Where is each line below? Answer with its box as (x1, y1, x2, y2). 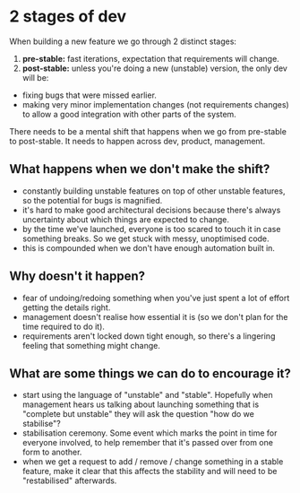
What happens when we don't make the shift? (9, 161, 270, 177)
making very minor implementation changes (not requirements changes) (21, 99, 289, 109)
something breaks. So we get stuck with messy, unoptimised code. (21, 233, 270, 244)
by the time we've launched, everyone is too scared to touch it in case (21, 223, 281, 234)
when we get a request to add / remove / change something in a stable (21, 456, 284, 467)
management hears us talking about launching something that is (21, 399, 260, 410)
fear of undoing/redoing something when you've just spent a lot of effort (21, 292, 290, 303)
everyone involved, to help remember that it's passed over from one (21, 437, 273, 448)
